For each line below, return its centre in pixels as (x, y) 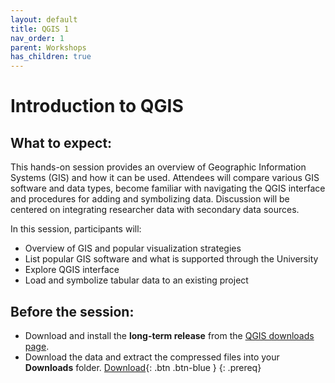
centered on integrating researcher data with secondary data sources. (155, 210)
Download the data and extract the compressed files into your (152, 357)
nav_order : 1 (37, 38)
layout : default (44, 19)
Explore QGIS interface (72, 270)
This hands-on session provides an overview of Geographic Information (158, 167)
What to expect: (61, 142)
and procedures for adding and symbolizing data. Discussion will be (150, 199)
